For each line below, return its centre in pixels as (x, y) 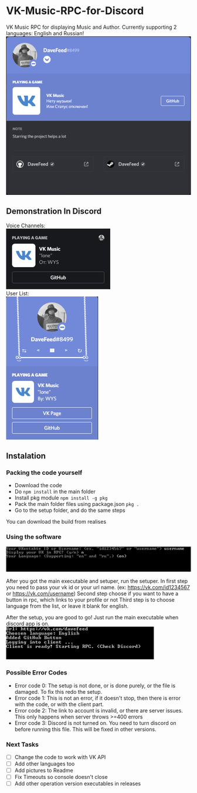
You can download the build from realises (56, 522)
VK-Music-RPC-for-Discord (75, 11)
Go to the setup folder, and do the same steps (70, 510)
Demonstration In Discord (54, 212)
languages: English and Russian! (45, 33)
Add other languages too (45, 764)
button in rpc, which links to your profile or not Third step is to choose (90, 600)
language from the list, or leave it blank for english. (67, 606)
